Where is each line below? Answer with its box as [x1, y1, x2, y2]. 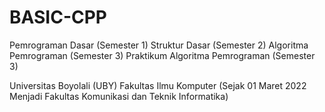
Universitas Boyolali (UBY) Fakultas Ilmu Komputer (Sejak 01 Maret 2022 [9, 79, 307, 91]
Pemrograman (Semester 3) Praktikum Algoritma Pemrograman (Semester [9, 49, 316, 61]
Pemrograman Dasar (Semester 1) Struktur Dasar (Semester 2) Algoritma [9, 39, 309, 51]
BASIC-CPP [9, 6, 108, 29]
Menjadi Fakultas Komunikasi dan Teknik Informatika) [9, 90, 229, 102]
